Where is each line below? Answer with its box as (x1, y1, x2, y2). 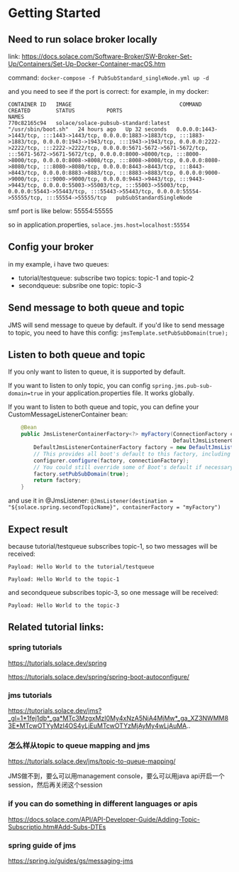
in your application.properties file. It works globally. (44, 389, 194, 397)
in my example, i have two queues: (8, 259, 109, 268)
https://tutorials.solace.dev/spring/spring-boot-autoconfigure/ (8, 672, 190, 681)
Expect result (8, 523, 68, 535)
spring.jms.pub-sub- (152, 382, 213, 390)
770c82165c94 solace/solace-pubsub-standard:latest (8, 119, 171, 127)
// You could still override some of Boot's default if (33, 463, 202, 470)
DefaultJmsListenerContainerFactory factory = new (33, 444, 187, 451)
